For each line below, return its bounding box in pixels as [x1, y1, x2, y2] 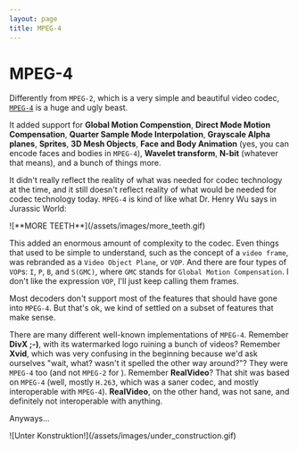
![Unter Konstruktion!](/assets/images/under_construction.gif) [9, 430, 236, 441]
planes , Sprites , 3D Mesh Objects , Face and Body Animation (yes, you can [9, 138, 290, 149]
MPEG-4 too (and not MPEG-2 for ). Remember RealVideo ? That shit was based [9, 367, 290, 379]
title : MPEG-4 [9, 23, 62, 33]
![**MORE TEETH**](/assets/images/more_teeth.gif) [9, 221, 206, 231]
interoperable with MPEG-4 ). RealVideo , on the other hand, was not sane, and [9, 387, 290, 397]
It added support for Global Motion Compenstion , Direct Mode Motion [9, 120, 270, 130]
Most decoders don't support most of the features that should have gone [9, 293, 278, 304]
